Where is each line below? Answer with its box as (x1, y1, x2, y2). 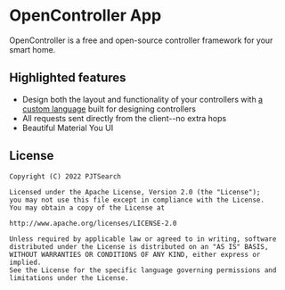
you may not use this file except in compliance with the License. (9, 195, 265, 204)
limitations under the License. (9, 273, 129, 282)
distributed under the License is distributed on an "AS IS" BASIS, (9, 242, 269, 251)
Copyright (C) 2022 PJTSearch (9, 171, 122, 181)
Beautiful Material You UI (21, 122, 114, 133)
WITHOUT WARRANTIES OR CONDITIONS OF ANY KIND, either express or (9, 250, 261, 259)
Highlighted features (9, 70, 126, 86)
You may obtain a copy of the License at (9, 203, 166, 212)
